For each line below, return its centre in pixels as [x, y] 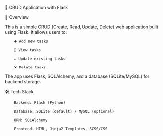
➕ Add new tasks [31, 41]
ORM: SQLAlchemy [31, 120]
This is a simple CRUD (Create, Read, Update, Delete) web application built [81, 27]
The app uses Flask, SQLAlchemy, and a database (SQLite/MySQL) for [77, 76]
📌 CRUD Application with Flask [37, 8]
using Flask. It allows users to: [36, 32]
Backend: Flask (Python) [40, 103]
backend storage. [23, 82]
